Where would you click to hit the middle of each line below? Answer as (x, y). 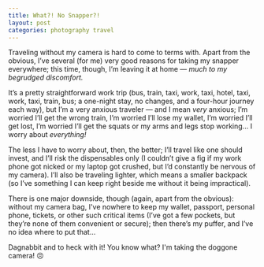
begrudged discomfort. (46, 78)
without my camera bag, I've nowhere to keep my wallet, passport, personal (131, 207)
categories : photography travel (61, 30)
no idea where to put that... (52, 232)
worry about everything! (47, 135)
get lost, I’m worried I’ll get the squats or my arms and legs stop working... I (130, 126)
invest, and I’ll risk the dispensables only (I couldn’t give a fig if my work (125, 158)
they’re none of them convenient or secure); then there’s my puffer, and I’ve (131, 224)
